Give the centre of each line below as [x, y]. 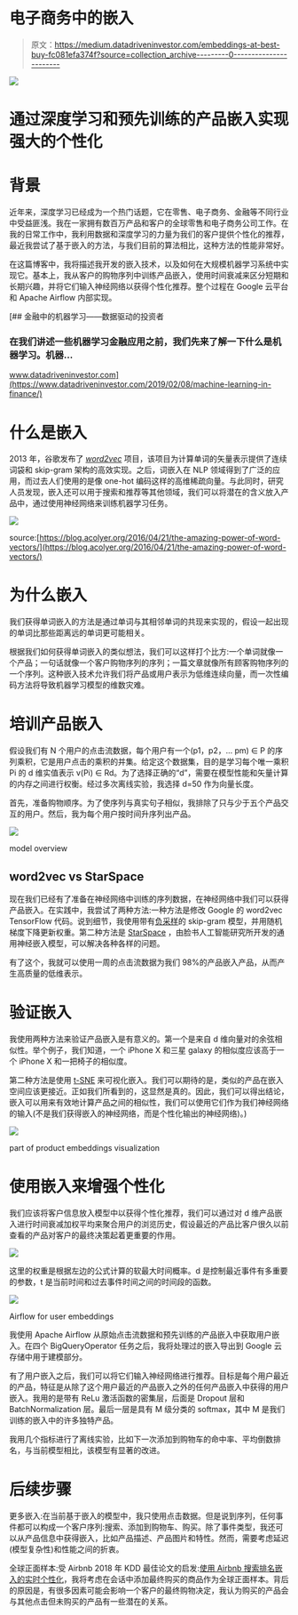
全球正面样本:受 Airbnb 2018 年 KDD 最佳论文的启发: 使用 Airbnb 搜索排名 [142, 1568]
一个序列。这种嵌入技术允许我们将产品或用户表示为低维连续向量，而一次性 [145, 674]
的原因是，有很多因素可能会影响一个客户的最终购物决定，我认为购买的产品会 [149, 1590]
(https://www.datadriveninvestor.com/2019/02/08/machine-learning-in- [141, 384]
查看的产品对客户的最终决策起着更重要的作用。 [94, 1235]
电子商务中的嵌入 [72, 18]
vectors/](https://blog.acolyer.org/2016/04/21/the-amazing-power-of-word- [148, 547]
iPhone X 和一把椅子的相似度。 [75, 1061]
